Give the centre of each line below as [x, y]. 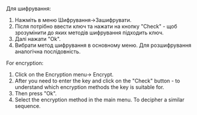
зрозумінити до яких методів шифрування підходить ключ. [89, 33]
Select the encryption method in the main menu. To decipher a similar [99, 100]
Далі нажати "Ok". [38, 39]
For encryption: [25, 63]
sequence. [28, 106]
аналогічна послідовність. [48, 52]
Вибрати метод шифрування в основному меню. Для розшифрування [103, 45]
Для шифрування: [29, 9]
